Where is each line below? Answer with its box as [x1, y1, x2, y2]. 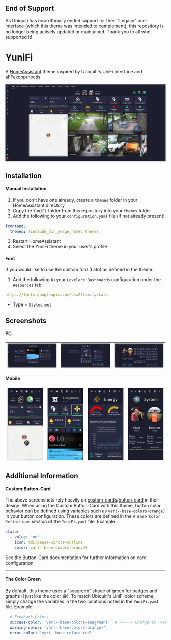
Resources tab [12, 282, 42, 288]
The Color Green [5, 576, 41, 582]
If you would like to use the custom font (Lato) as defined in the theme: [5, 267, 154, 273]
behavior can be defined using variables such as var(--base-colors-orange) [5, 508, 165, 514]
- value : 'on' [10, 535, 40, 540]
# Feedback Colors [10, 615, 49, 620]
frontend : [5, 224, 26, 229]
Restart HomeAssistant [12, 238, 61, 244]
